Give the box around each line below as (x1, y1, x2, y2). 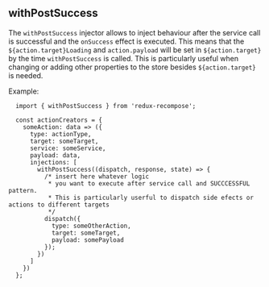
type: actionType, (29, 130, 92, 138)
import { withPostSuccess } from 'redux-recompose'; (15, 102, 197, 110)
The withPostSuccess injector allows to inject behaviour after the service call (8, 27, 261, 37)
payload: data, (29, 151, 81, 160)
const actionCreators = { (15, 116, 103, 124)
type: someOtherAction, (51, 222, 131, 230)
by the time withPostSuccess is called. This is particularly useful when (8, 53, 239, 63)
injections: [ (29, 158, 78, 166)
